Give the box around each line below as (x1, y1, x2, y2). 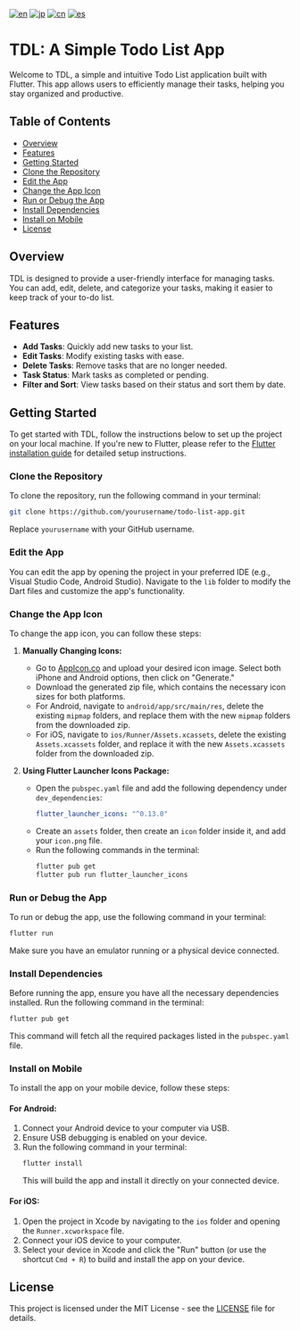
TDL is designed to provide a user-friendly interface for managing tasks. (9, 272, 275, 283)
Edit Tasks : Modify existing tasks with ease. (21, 351, 185, 362)
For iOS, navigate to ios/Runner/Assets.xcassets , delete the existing (35, 729, 287, 740)
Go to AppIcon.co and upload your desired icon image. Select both (35, 662, 281, 673)
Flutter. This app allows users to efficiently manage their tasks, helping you (9, 79, 285, 89)
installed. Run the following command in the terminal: (9, 997, 204, 1008)
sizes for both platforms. (35, 690, 126, 701)
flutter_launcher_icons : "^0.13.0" (35, 809, 168, 818)
